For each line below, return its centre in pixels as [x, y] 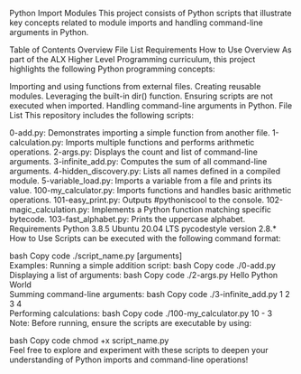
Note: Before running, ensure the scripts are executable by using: [131, 323]
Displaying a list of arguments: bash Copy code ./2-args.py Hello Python [144, 275]
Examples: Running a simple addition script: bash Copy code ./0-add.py [143, 265]
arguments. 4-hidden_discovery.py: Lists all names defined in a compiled [145, 171]
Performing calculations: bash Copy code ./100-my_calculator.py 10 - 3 [141, 313]
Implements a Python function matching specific [182, 210]
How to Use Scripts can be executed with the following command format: [145, 238]
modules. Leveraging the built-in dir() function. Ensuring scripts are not [141, 96]
